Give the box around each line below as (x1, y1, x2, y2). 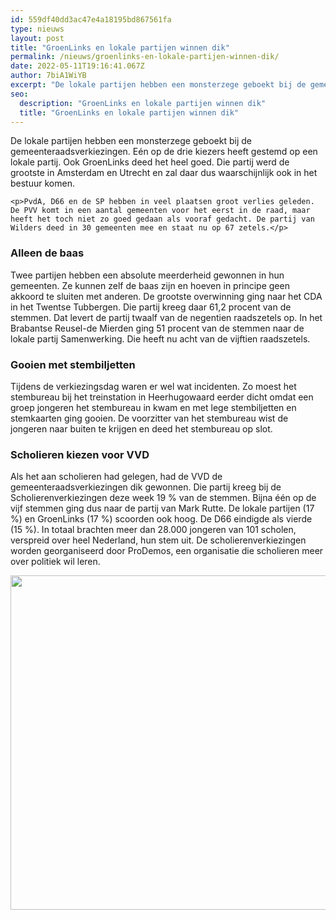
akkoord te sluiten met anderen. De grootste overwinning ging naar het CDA (10, 290, 323, 302)
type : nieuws (10, 24, 65, 34)
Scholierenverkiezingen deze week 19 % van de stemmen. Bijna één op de (10, 492, 317, 504)
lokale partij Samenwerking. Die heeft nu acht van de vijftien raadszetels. (10, 332, 311, 345)
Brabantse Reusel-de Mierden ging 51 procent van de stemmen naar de (10, 322, 305, 334)
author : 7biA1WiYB (10, 71, 87, 81)
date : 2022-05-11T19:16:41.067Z (10, 61, 145, 71)
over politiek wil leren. (10, 556, 101, 568)
